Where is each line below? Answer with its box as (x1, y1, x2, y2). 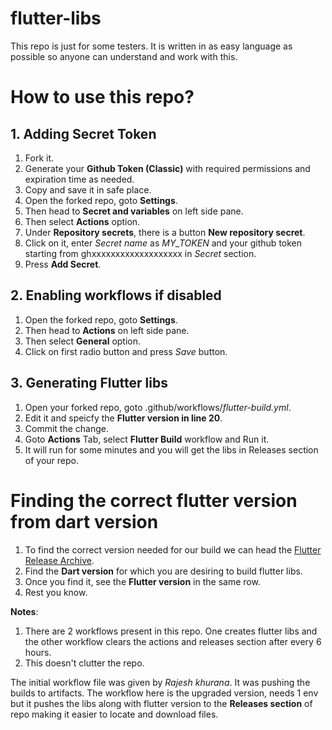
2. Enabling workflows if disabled (10, 287, 222, 304)
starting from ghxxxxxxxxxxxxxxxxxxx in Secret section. (24, 247, 257, 259)
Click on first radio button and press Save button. (24, 345, 228, 357)
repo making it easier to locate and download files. (10, 708, 219, 720)
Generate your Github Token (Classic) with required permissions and (24, 162, 311, 174)
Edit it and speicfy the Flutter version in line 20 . (24, 412, 223, 424)
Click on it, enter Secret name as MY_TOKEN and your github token (24, 237, 303, 249)
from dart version (10, 510, 159, 533)
